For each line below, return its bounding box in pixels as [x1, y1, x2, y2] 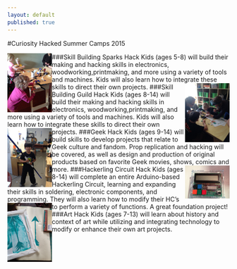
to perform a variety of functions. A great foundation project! [51, 202, 228, 211]
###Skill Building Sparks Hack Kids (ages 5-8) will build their [51, 53, 229, 61]
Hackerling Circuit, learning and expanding [51, 180, 176, 188]
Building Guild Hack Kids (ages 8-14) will [51, 90, 171, 99]
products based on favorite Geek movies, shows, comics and [51, 157, 229, 165]
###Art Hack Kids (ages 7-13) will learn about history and [51, 210, 219, 218]
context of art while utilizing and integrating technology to [51, 217, 220, 225]
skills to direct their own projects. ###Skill [51, 82, 174, 91]
